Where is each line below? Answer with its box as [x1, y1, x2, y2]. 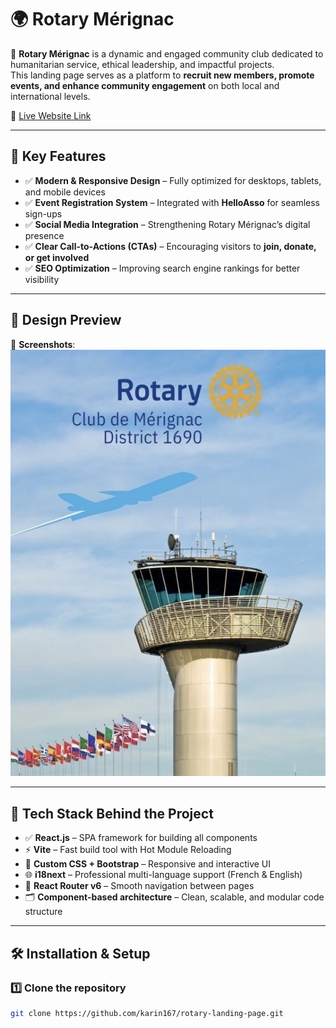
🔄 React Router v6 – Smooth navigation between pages [24, 880, 255, 892]
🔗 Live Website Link [10, 109, 92, 121]
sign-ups [24, 207, 63, 220]
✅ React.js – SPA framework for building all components [24, 832, 258, 844]
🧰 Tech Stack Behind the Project [10, 805, 214, 822]
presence [24, 229, 65, 241]
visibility [24, 273, 60, 285]
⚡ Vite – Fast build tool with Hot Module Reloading [24, 844, 232, 856]
